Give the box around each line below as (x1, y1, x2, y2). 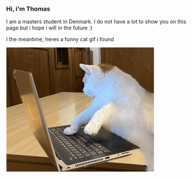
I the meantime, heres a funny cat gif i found (6, 36, 114, 43)
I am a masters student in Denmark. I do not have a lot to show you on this (6, 18, 187, 25)
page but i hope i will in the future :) (6, 24, 93, 31)
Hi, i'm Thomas (6, 5, 50, 13)
